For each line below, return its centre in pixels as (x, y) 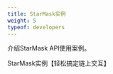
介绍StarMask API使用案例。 (49, 48)
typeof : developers (36, 27)
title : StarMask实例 (37, 14)
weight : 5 (22, 21)
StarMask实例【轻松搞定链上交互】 (59, 63)
